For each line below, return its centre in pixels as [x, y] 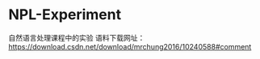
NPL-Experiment [65, 15]
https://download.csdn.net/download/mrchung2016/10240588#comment [130, 46]
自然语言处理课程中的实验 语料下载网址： [77, 37]
